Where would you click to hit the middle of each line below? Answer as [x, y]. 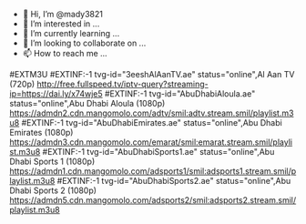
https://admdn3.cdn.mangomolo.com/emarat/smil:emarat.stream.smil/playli [151, 142]
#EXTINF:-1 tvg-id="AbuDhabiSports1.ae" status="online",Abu [158, 152]
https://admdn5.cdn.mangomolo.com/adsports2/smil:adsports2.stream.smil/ [153, 200]
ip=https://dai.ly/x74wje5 [56, 94]
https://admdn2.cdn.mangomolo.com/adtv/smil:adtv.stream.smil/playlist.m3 [152, 113]
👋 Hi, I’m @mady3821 [62, 14]
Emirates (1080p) [41, 132]
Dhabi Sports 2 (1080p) [53, 190]
